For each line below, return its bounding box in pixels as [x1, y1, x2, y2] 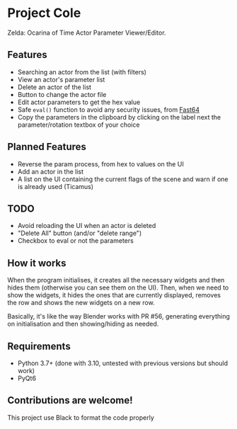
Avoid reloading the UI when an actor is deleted [17, 222, 156, 230]
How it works [7, 257, 67, 269]
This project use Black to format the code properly [7, 413, 154, 422]
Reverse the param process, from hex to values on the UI [17, 159, 184, 168]
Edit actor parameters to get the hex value [17, 98, 141, 106]
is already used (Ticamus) [17, 182, 94, 190]
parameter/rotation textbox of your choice [17, 120, 140, 129]
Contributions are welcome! [7, 394, 133, 406]
